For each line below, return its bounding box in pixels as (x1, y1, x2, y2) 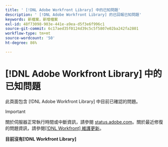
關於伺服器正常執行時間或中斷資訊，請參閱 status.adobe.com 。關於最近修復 (5, 119, 163, 125)
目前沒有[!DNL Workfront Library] (5, 136, 77, 142)
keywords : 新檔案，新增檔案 (5, 17, 58, 22)
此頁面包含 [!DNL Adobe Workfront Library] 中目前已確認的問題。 (5, 98, 141, 104)
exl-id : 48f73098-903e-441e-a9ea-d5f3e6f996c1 (5, 21, 105, 27)
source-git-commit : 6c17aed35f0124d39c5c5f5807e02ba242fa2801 (5, 26, 139, 31)
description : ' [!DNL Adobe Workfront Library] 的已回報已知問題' (5, 12, 142, 17)
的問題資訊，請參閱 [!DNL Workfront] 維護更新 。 (5, 125, 104, 131)
